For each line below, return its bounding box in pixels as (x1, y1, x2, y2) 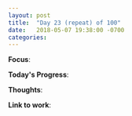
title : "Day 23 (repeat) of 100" (8, 19, 122, 27)
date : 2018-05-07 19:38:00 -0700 (8, 26, 125, 34)
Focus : (8, 55, 31, 64)
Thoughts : (8, 85, 43, 95)
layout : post (8, 11, 51, 20)
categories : (8, 33, 47, 42)
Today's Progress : (8, 70, 69, 79)
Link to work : (8, 100, 52, 110)
